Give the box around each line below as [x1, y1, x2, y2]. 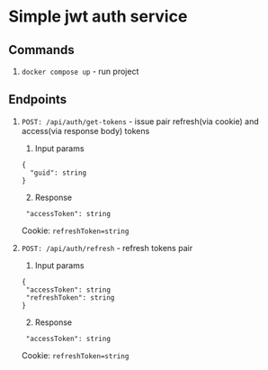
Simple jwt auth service [8, 6, 188, 27]
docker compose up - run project [21, 66, 139, 77]
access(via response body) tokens [21, 125, 150, 136]
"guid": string [30, 168, 87, 177]
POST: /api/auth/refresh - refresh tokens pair [21, 242, 193, 253]
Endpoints [8, 92, 67, 107]
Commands [8, 42, 76, 58]
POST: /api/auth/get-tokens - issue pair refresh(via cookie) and [21, 115, 259, 127]
